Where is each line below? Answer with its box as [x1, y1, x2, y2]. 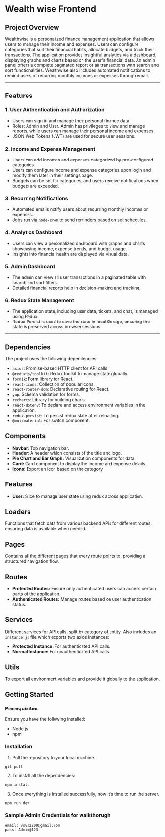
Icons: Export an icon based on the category [12, 466, 103, 472]
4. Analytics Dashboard [5, 229, 63, 236]
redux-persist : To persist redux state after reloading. [12, 412, 120, 418]
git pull [5, 764, 23, 769]
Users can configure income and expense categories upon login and [12, 167, 151, 173]
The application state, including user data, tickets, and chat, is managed [12, 308, 158, 314]
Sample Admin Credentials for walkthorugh [5, 811, 110, 818]
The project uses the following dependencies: [5, 355, 98, 361]
